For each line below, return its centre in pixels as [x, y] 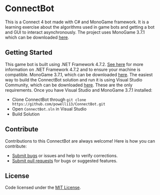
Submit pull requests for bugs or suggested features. [65, 161]
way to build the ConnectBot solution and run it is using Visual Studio [74, 80]
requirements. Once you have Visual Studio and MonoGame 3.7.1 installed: [79, 90]
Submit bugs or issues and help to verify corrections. [65, 155]
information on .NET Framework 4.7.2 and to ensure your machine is [73, 69]
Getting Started [29, 53]
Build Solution [26, 114]
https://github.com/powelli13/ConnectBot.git [58, 104]
